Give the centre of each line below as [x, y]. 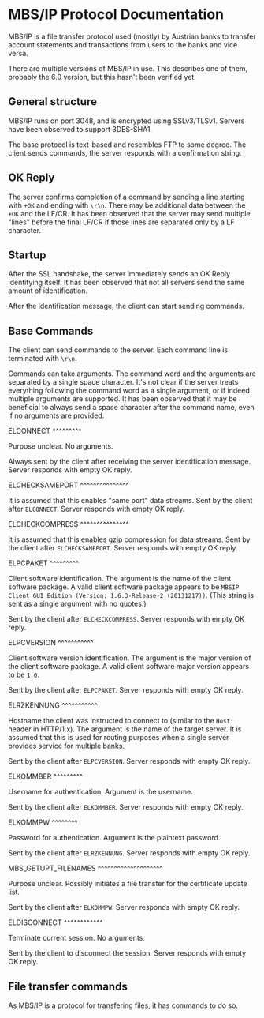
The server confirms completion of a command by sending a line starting [126, 197]
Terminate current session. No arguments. [77, 938]
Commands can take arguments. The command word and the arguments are [132, 374]
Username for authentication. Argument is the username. [100, 792]
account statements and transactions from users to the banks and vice [123, 44]
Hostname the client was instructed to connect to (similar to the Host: [121, 721]
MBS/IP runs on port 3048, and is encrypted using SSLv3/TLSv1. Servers [126, 121]
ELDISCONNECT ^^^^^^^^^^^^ [56, 922]
